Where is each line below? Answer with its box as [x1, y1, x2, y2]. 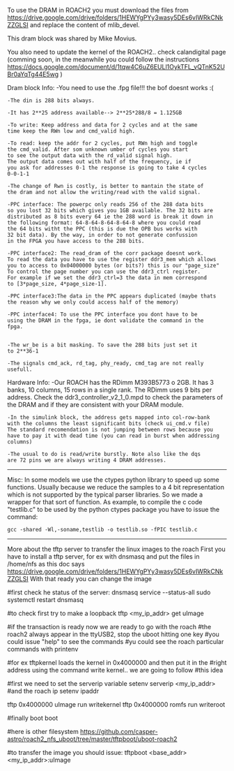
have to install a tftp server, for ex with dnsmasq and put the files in [7, 552, 200, 561]
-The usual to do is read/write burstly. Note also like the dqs [7, 450, 201, 457]
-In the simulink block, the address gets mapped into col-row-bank [7, 414, 210, 421]
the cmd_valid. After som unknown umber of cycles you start [7, 146, 189, 153]
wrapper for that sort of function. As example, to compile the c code [7, 498, 203, 506]
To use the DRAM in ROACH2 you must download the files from [7, 6, 189, 14]
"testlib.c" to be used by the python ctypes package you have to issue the [7, 506, 220, 513]
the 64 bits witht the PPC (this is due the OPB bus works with [7, 226, 198, 233]
